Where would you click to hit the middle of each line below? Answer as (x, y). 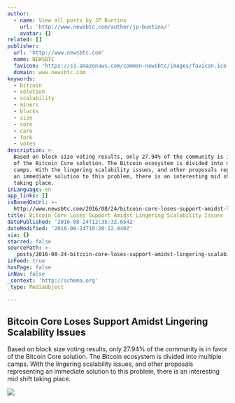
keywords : (22, 79)
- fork (23, 137)
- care (23, 131)
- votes (25, 144)
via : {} (19, 235)
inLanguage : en (29, 190)
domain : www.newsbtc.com (50, 72)
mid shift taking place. (39, 379)
